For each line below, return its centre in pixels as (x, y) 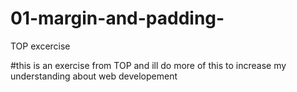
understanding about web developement (94, 76)
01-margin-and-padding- (117, 18)
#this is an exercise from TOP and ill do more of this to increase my (148, 65)
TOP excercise (40, 46)
